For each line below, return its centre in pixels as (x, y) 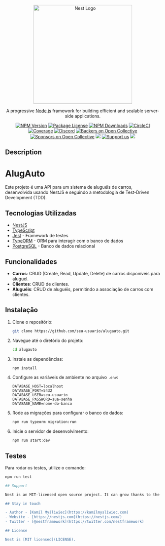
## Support (16, 486)
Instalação (22, 310)
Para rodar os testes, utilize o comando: (46, 467)
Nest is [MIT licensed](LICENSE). (41, 539)
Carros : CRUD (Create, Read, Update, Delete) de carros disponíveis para (86, 273)
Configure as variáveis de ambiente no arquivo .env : (65, 378)
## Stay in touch (23, 504)
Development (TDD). (26, 198)
